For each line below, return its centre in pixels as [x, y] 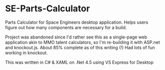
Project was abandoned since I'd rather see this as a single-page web [76, 37]
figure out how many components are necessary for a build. [66, 27]
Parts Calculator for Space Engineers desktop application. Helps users [77, 22]
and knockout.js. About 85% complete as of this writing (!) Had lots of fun [80, 47]
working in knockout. [26, 53]
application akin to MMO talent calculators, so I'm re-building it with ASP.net [83, 42]
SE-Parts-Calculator [48, 9]
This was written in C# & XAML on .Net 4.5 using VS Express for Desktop [80, 62]
